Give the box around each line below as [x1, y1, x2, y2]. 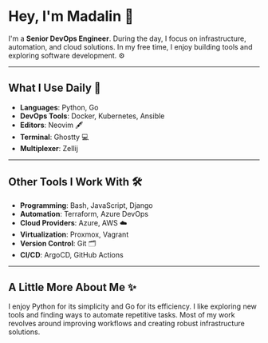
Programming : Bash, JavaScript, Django [19, 200, 153, 210]
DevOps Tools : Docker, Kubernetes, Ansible [19, 111, 165, 121]
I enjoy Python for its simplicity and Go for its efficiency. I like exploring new [8, 301, 258, 311]
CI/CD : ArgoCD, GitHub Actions [19, 249, 124, 259]
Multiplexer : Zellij [19, 143, 78, 153]
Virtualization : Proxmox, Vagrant [19, 229, 129, 239]
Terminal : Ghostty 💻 [19, 132, 89, 142]
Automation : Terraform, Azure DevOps [19, 209, 149, 218]
